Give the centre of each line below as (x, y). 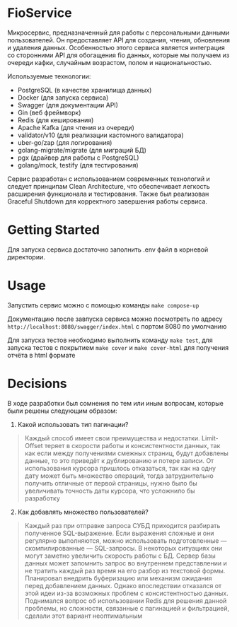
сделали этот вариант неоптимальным (83, 616)
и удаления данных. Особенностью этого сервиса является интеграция (116, 47)
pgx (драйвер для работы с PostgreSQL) (78, 158)
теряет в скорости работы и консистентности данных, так (133, 445)
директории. (27, 257)
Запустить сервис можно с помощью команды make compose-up (103, 305)
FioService (40, 13)
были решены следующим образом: (63, 411)
